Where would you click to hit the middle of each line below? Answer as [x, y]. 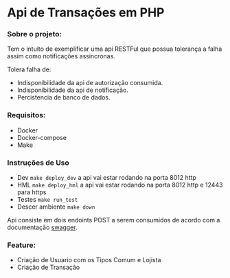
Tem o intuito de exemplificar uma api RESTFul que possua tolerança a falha [115, 49]
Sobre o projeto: [34, 34]
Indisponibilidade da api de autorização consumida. [90, 83]
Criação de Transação [48, 267]
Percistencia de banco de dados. [64, 97]
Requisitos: [26, 115]
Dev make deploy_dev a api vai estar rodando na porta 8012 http [107, 178]
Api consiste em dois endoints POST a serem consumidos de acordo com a [114, 220]
